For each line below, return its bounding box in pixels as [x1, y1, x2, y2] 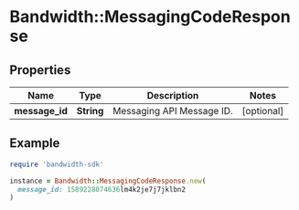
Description [146, 89, 199, 101]
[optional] [241, 105, 284, 117]
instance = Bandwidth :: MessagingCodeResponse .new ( [9, 176, 207, 185]
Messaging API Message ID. [112, 105, 233, 117]
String [76, 105, 104, 117]
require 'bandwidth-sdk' [9, 160, 104, 169]
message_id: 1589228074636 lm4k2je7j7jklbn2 [17, 184, 186, 194]
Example [9, 135, 60, 152]
